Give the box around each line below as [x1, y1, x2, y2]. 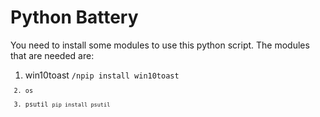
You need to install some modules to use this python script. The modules [10, 39, 310, 51]
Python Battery [10, 6, 139, 29]
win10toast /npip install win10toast [24, 69, 180, 81]
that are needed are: [10, 49, 95, 61]
